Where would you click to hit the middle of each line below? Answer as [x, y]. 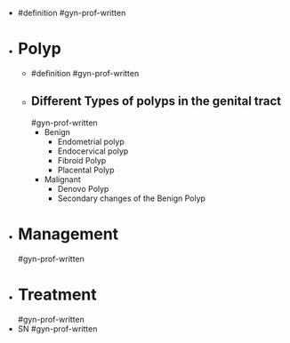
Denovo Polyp [83, 188]
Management [68, 234]
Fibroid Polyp [82, 160]
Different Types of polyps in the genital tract [156, 101]
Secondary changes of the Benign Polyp [132, 198]
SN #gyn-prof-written [57, 329]
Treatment [57, 295]
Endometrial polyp [91, 141]
